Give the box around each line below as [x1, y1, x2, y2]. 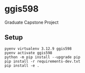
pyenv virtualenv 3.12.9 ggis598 [4, 46, 72, 51]
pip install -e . [4, 63, 40, 68]
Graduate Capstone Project [4, 19, 59, 25]
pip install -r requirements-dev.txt [4, 59, 81, 64]
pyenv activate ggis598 [4, 50, 53, 55]
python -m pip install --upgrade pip [4, 55, 81, 59]
